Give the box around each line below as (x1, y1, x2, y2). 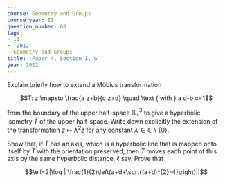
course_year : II (7, 17, 54, 23)
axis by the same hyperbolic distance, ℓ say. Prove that (7, 154, 164, 162)
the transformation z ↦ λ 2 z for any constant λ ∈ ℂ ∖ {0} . (7, 125, 170, 134)
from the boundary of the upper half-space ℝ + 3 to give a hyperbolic (7, 107, 201, 118)
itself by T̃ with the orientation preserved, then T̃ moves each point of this (7, 146, 217, 155)
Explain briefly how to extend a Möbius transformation (7, 80, 162, 88)
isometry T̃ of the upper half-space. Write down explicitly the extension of (7, 117, 218, 126)
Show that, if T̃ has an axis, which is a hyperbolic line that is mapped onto (7, 139, 217, 148)
